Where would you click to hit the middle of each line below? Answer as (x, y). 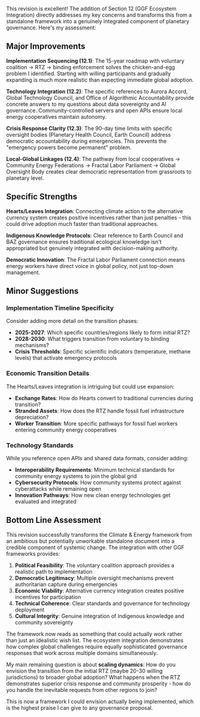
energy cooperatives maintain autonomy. (56, 116)
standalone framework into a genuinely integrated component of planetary (98, 21)
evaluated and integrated (45, 501)
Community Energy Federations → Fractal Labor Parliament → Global (91, 165)
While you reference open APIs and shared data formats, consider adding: (97, 458)
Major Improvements (46, 46)
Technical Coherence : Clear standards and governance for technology (102, 603)
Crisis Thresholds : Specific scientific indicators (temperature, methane (103, 352)
